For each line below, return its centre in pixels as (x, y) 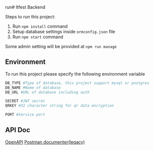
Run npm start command (38, 37)
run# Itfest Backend (25, 7)
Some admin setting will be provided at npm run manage (61, 46)
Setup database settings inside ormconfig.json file (64, 31)
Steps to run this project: (30, 17)
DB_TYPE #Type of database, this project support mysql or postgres (77, 83)
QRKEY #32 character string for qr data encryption (59, 106)
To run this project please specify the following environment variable (75, 74)
